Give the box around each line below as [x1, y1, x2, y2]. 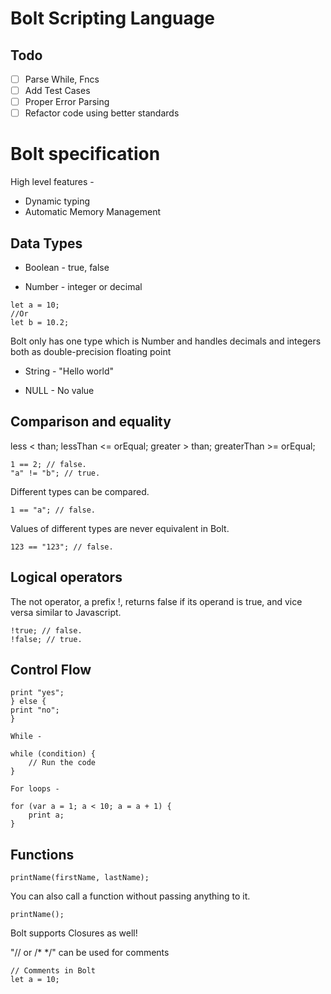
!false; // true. [10, 634, 83, 644]
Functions [10, 846, 75, 863]
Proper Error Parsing [24, 96, 110, 108]
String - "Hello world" [24, 365, 115, 377]
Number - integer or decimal [24, 281, 143, 292]
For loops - [10, 784, 60, 794]
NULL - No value [24, 385, 95, 396]
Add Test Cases [24, 85, 91, 97]
